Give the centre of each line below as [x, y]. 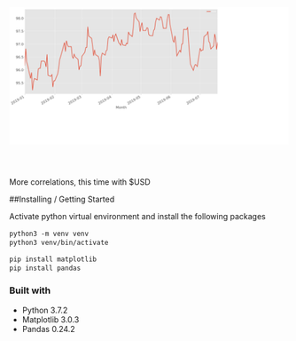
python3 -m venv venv [49, 234]
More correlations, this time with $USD [80, 182]
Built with [30, 290]
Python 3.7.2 [45, 310]
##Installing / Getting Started [62, 199]
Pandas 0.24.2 [48, 329]
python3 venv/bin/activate [59, 243]
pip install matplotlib [53, 259]
